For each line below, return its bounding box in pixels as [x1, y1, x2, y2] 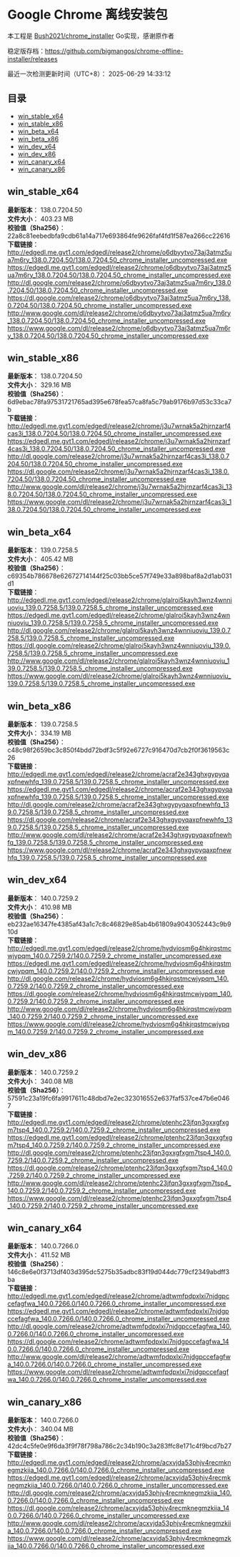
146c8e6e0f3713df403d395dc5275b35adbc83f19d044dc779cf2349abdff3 [7, 1268, 230, 1276]
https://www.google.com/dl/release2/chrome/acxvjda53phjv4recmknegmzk [7, 1534, 232, 1543]
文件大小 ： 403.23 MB [7, 214, 74, 223]
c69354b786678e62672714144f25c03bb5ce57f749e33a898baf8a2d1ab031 [7, 572, 232, 581]
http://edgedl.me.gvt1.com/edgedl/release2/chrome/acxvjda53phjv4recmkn [7, 1458, 231, 1467]
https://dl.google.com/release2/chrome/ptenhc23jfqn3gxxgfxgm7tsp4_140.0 [7, 1163, 233, 1172]
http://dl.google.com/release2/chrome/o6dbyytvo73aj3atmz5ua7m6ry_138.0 [7, 278, 231, 286]
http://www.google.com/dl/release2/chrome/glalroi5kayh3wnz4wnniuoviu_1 [7, 656, 230, 665]
